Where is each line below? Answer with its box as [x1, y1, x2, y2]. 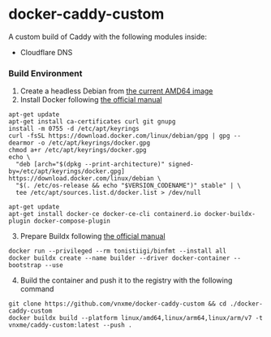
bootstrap [8, 261, 42, 270]
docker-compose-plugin [33, 217, 111, 226]
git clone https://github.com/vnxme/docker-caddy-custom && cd [8, 300, 227, 309]
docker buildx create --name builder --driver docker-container [8, 254, 230, 262]
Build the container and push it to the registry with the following [19, 275, 233, 285]
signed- [167, 160, 195, 169]
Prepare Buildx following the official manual [19, 231, 166, 241]
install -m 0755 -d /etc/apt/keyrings [8, 125, 140, 133]
